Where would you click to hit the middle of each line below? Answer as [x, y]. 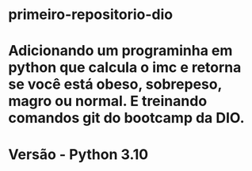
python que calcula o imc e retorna [125, 68]
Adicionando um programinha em [120, 51]
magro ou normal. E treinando [108, 101]
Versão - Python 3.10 [78, 154]
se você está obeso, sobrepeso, [115, 84]
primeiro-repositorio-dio [91, 15]
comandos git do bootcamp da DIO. [126, 118]
